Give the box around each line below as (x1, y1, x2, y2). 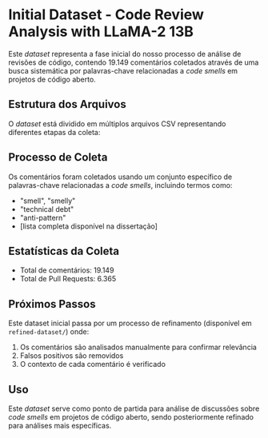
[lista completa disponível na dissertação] (19, 221, 158, 231)
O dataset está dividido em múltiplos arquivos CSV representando (8, 118, 226, 129)
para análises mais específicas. (8, 421, 112, 430)
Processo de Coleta (8, 150, 108, 165)
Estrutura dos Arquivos (8, 98, 126, 111)
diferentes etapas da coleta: (8, 127, 101, 137)
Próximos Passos (8, 297, 96, 311)
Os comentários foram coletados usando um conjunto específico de (8, 172, 233, 181)
